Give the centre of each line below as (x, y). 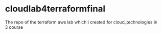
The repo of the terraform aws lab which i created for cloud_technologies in (81, 22)
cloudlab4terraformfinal (55, 9)
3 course (14, 27)
